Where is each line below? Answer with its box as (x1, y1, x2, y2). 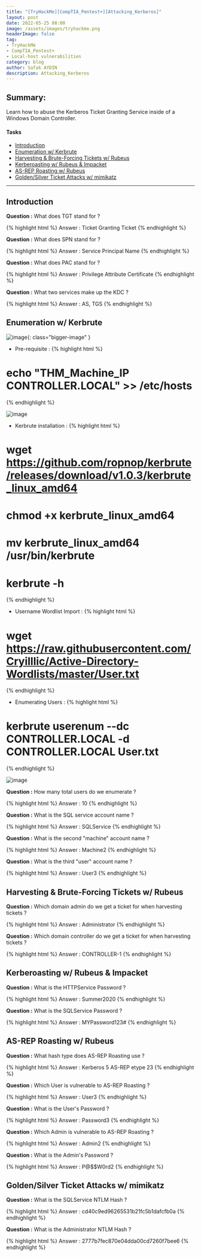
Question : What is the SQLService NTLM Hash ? (6, 1196, 127, 1204)
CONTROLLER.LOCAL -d (6, 733, 130, 746)
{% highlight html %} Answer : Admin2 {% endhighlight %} (6, 1139, 151, 1147)
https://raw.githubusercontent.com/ (6, 641, 191, 655)
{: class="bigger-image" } (27, 334, 91, 341)
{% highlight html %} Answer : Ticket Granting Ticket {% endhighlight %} (6, 224, 187, 232)
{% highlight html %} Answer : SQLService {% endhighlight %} (6, 823, 161, 830)
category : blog (6, 59, 44, 65)
